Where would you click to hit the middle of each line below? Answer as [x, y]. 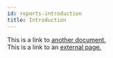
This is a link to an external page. [54, 47]
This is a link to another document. [56, 39]
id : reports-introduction [44, 13]
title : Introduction [37, 20]
